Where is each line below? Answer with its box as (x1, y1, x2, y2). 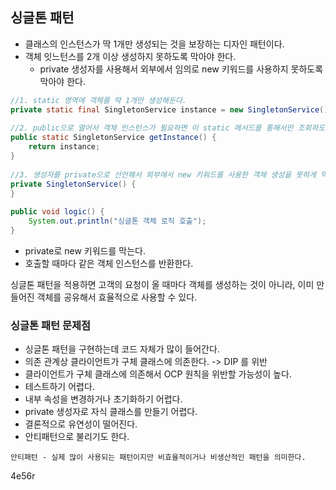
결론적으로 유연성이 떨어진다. (24, 418, 138, 430)
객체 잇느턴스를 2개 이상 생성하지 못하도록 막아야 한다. (24, 50, 237, 62)
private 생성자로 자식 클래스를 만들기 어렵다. (24, 406, 198, 418)
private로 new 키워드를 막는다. (24, 244, 146, 257)
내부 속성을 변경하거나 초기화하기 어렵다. (24, 393, 183, 405)
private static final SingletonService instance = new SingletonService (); (10, 104, 333, 115)
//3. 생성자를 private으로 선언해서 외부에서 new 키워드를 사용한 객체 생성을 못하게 (10, 169, 317, 180)
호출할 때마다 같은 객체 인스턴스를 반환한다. (24, 257, 194, 269)
